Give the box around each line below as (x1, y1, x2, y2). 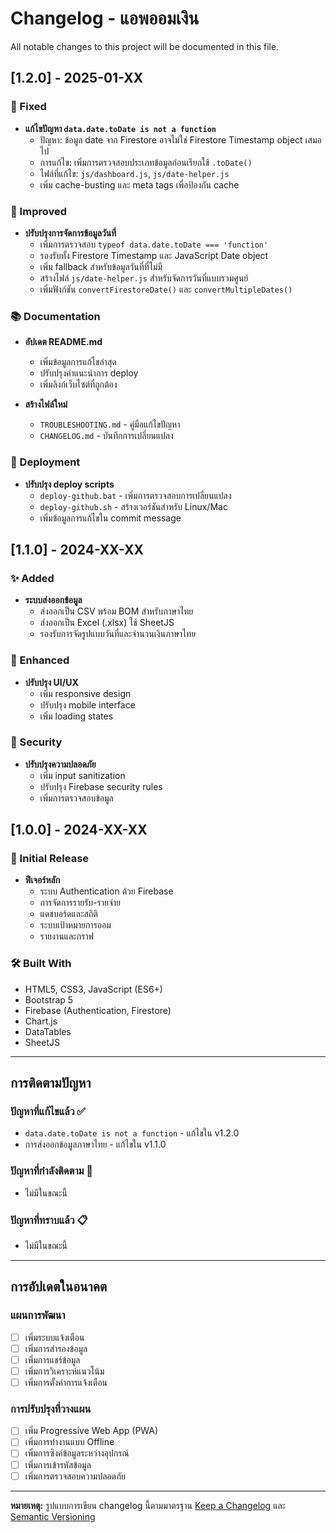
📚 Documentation (10, 309, 101, 323)
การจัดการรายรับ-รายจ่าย (39, 897, 122, 909)
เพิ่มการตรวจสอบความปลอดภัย (24, 1470, 126, 1482)
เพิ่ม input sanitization (39, 769, 126, 781)
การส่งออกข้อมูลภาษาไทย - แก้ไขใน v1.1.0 (24, 1138, 167, 1151)
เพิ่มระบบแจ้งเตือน (24, 1331, 85, 1343)
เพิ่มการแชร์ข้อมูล (24, 1353, 81, 1366)
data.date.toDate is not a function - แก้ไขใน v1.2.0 (24, 1127, 240, 1139)
